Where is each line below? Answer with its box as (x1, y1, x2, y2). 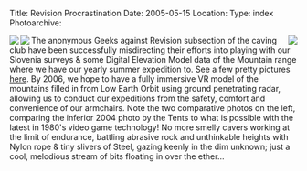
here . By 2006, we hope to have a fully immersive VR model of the (9, 74, 259, 85)
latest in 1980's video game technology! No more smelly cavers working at (9, 122, 291, 133)
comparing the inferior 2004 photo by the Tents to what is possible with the (9, 113, 294, 123)
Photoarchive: (9, 17, 62, 28)
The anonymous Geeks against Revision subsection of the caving (31, 35, 277, 45)
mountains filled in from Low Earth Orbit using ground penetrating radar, (9, 84, 281, 94)
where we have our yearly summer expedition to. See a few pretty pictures (9, 64, 291, 75)
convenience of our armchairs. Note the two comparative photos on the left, (9, 103, 296, 113)
